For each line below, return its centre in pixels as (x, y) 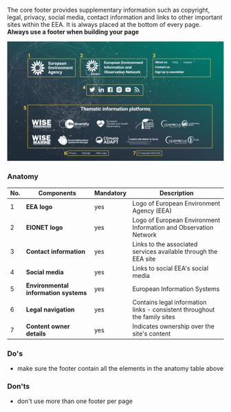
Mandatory (110, 193)
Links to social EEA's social (170, 268)
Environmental (47, 285)
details (36, 334)
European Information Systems (176, 289)
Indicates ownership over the (173, 327)
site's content (152, 334)
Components (57, 193)
